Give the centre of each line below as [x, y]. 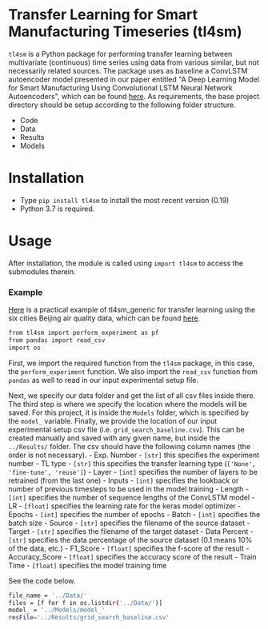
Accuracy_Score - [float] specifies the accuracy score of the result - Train [133, 556]
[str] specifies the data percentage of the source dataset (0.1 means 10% [130, 539]
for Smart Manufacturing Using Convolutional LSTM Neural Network [121, 88]
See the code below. [42, 580]
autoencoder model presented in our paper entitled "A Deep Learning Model [134, 79]
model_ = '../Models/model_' [57, 610]
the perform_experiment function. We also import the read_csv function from [133, 371]
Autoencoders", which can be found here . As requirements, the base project [134, 96]
